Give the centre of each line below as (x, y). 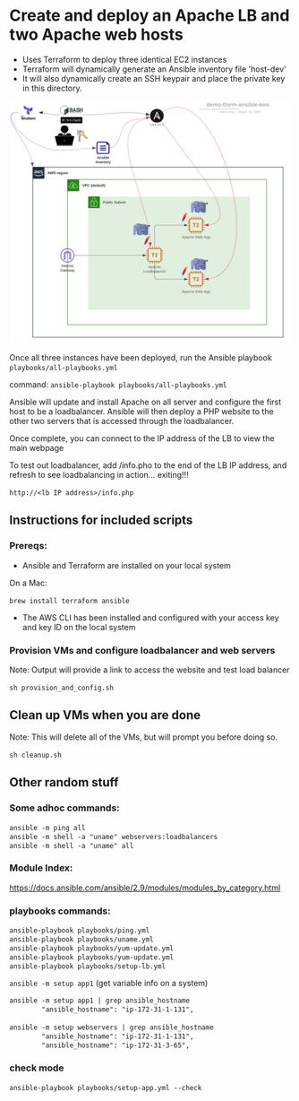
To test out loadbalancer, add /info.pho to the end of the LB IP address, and (148, 465)
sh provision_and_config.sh (62, 688)
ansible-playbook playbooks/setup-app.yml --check (106, 1088)
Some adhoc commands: (64, 808)
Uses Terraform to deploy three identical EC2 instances (124, 59)
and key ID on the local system (79, 627)
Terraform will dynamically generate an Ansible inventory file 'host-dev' (154, 69)
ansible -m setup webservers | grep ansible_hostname (112, 1027)
